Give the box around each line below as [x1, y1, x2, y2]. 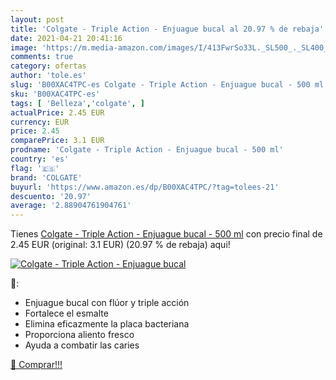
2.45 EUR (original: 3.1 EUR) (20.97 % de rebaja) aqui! [10, 239, 231, 251]
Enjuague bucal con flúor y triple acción [24, 297, 190, 309]
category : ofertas [10, 61, 87, 71]
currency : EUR [10, 117, 70, 127]
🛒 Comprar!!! [10, 359, 63, 371]
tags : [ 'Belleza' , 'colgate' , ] [10, 98, 145, 108]
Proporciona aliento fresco [24, 329, 135, 341]
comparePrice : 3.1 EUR [10, 136, 105, 146]
